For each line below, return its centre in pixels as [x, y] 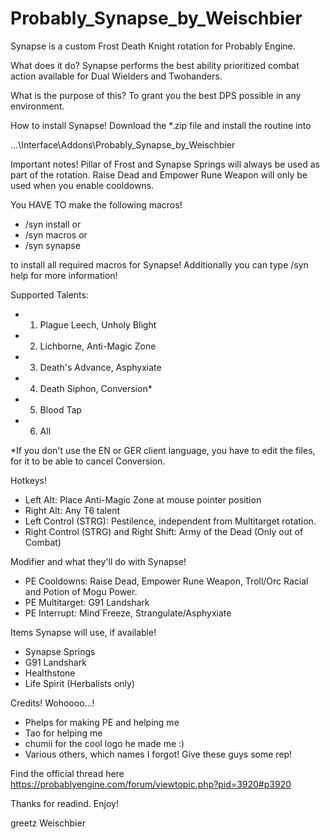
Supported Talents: [49, 294]
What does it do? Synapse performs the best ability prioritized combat [155, 65]
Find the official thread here [67, 773]
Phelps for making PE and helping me [102, 722]
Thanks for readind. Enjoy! [64, 803]
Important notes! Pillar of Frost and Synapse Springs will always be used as [165, 164]
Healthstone [50, 673]
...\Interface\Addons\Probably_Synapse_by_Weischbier [123, 144]
